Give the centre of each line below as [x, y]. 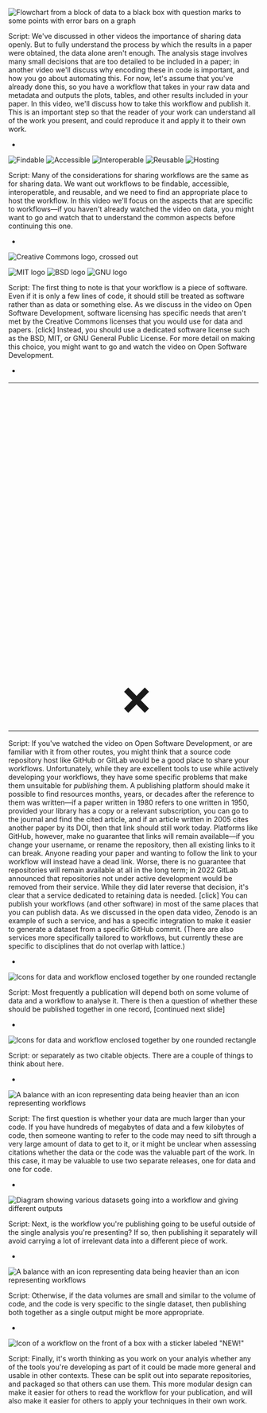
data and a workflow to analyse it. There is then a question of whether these [133, 1001]
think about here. [36, 1064]
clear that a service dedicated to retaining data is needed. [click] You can [128, 895]
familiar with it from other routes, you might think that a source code [120, 752]
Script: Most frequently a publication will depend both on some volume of [128, 992]
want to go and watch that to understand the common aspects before [122, 217]
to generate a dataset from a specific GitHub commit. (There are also [121, 929]
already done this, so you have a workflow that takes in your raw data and [129, 87]
